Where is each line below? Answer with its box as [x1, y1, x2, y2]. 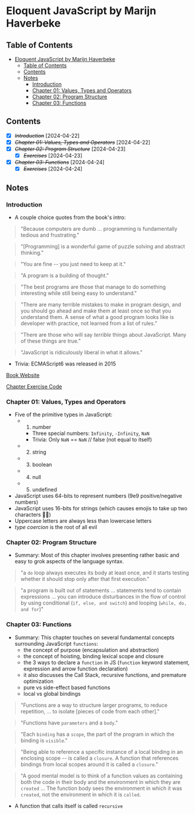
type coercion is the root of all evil [14, 524, 97, 531]
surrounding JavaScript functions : [14, 640, 99, 647]
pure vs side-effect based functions [23, 684, 110, 691]
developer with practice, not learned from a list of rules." [20, 320, 157, 327]
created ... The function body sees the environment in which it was [20, 785, 182, 792]
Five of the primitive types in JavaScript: [14, 411, 113, 418]
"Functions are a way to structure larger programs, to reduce [20, 702, 168, 709]
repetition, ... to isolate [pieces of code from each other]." [20, 707, 160, 715]
